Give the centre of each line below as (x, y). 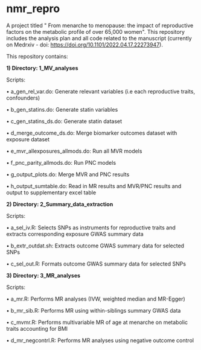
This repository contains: (37, 56)
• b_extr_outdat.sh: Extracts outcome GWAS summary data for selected (95, 246)
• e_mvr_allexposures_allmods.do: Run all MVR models (74, 151)
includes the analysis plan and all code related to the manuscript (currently (99, 38)
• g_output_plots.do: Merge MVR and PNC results (68, 174)
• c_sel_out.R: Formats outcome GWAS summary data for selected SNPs (96, 264)
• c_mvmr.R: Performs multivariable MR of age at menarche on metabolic (97, 322)
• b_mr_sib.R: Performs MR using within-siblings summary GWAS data (94, 310)
